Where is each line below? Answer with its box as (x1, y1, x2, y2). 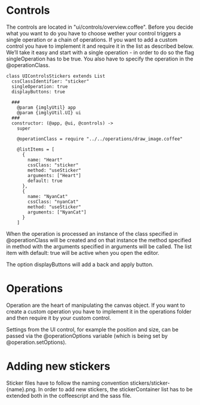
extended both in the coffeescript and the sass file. (6, 392, 132, 399)
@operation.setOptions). (6, 339, 67, 346)
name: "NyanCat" (27, 193, 68, 199)
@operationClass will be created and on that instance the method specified (6, 236, 192, 243)
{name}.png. (6, 385, 37, 392)
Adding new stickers (6, 360, 110, 373)
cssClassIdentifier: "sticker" (11, 78, 90, 84)
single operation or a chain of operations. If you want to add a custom (6, 36, 178, 43)
